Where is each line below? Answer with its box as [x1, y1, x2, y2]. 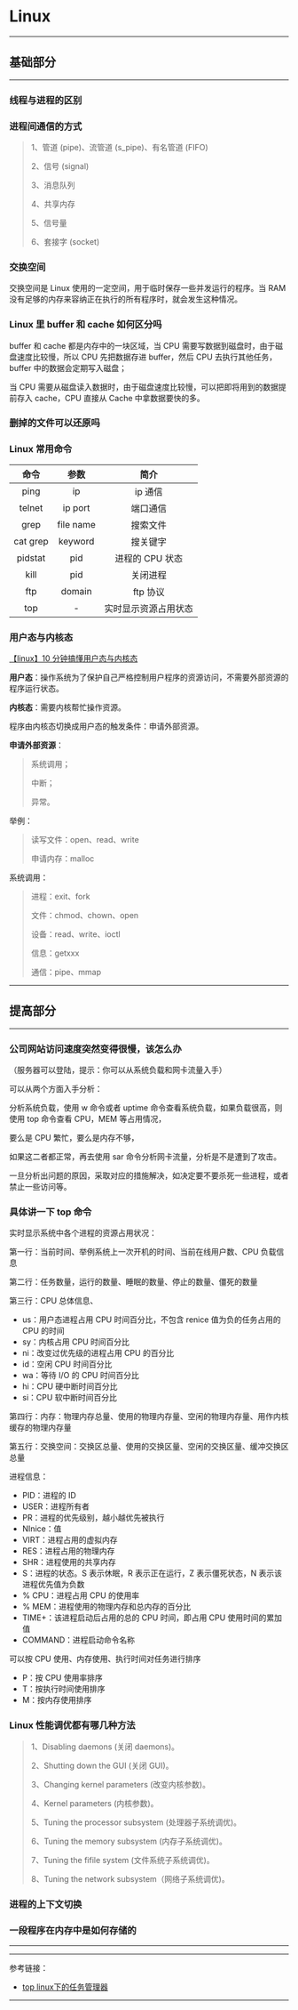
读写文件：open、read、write [30, 835, 139, 845]
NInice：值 [21, 1523, 62, 1534]
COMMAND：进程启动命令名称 [21, 1635, 136, 1645]
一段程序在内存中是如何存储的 [9, 1924, 137, 1936]
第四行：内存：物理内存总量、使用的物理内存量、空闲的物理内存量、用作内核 [9, 1411, 289, 1422]
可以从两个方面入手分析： [9, 1084, 103, 1094]
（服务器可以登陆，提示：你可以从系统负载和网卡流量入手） [9, 1065, 227, 1076]
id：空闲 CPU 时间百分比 [21, 1359, 113, 1369]
